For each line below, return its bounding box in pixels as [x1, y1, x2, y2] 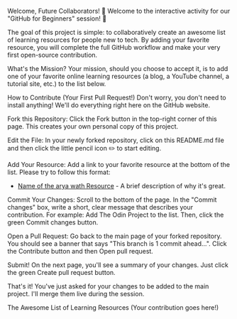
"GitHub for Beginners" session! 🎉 [7, 14, 107, 23]
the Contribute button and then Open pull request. [7, 247, 154, 255]
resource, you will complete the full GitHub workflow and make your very [7, 43, 221, 51]
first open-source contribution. [7, 50, 98, 59]
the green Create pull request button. [7, 269, 116, 276]
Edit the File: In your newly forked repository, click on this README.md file [7, 136, 225, 144]
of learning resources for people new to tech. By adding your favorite [7, 36, 210, 44]
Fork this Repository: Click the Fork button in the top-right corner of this [7, 114, 218, 123]
